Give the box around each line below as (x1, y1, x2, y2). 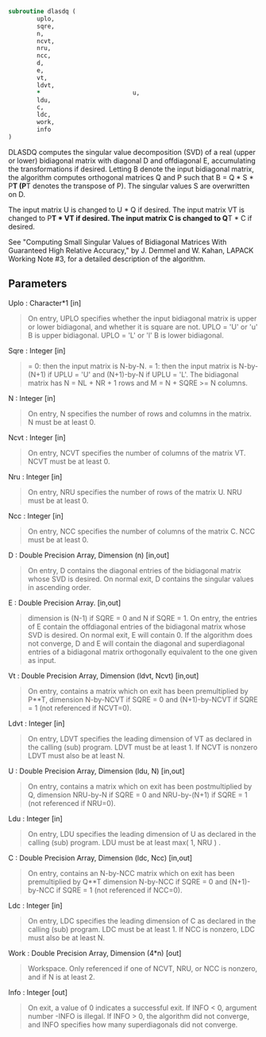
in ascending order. (27, 582, 91, 592)
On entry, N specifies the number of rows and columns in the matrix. (27, 409, 252, 418)
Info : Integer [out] (8, 987, 68, 997)
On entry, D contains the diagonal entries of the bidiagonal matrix (27, 565, 242, 575)
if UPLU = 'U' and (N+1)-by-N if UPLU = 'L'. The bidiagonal (47, 369, 239, 379)
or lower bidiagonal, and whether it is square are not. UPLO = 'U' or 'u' (27, 322, 258, 331)
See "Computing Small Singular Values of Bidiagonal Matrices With (8, 237, 227, 246)
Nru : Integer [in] (8, 472, 63, 481)
